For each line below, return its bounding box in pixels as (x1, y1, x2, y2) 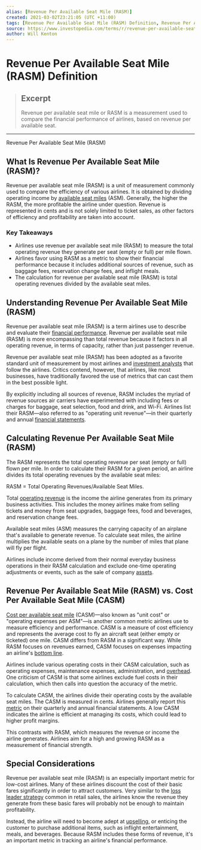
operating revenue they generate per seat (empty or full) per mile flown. (14, 248, 193, 256)
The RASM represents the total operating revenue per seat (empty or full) (6, 459, 187, 466)
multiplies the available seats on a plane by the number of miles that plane (6, 538, 189, 545)
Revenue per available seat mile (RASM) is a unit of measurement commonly (6, 181, 194, 189)
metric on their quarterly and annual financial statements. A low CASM (6, 704, 179, 711)
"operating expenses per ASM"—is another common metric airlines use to (6, 617, 189, 624)
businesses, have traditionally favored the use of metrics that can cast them (6, 372, 193, 380)
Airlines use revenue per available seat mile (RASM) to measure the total (14, 242, 193, 249)
